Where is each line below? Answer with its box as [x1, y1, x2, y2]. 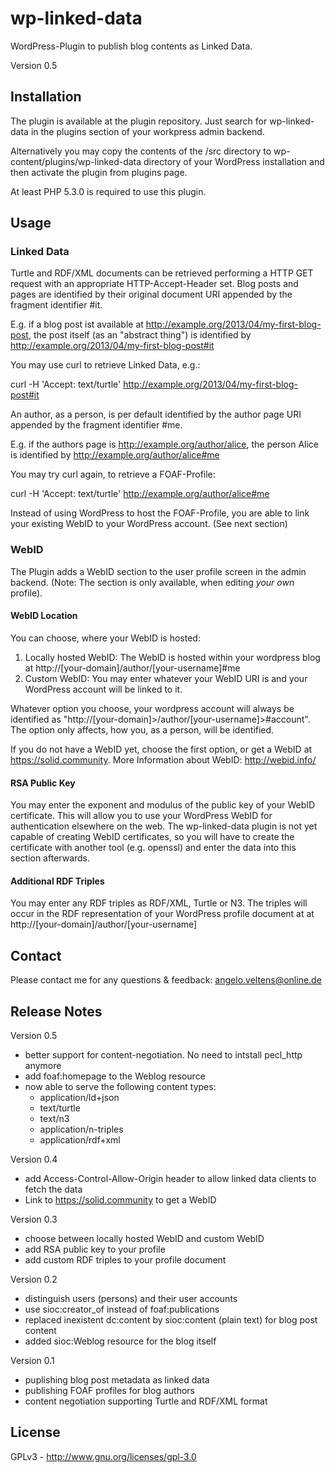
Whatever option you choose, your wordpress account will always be [10, 702, 295, 714]
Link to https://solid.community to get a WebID [24, 1193, 217, 1206]
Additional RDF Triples [10, 875, 105, 887]
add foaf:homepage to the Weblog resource [24, 1070, 206, 1082]
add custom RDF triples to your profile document [24, 1253, 227, 1266]
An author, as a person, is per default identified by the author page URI [10, 408, 302, 421]
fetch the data [24, 1183, 83, 1195]
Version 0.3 [10, 1213, 58, 1225]
